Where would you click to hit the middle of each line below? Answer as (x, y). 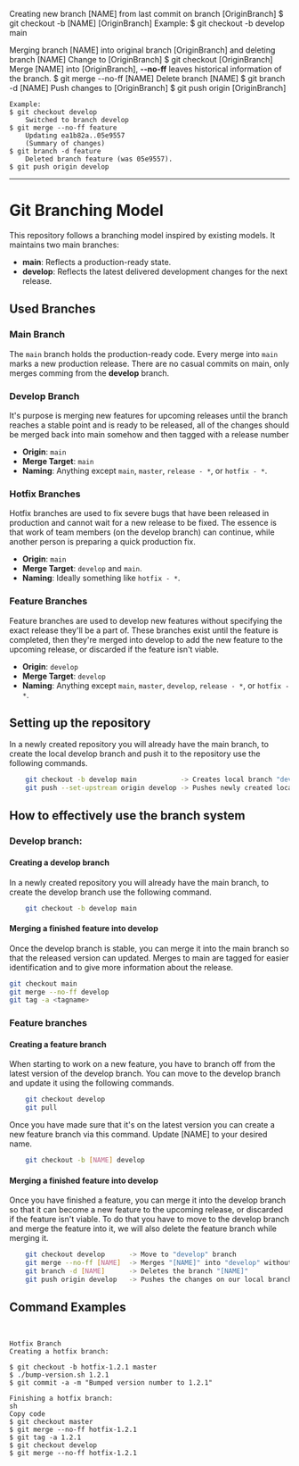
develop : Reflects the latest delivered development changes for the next (154, 271)
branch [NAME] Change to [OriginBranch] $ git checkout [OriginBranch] (141, 59)
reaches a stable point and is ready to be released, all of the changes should (149, 425)
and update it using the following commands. (92, 1083)
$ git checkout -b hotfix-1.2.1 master (83, 1367)
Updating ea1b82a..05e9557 (75, 136)
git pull (41, 1108)
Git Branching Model (87, 211)
